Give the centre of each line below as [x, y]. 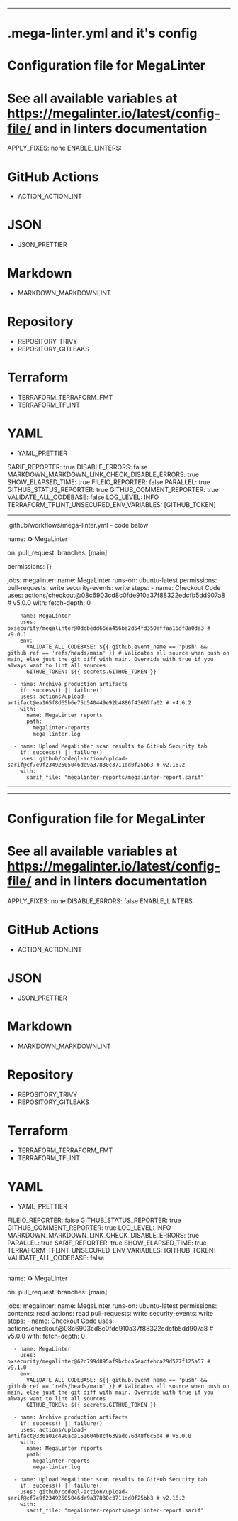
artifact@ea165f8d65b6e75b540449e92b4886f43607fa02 [85, 703]
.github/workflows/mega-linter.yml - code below [78, 525]
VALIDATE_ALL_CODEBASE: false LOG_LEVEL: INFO [83, 497]
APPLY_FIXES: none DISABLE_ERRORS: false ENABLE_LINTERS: [101, 901]
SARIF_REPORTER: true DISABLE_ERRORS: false [78, 467]
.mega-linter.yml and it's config [102, 33]
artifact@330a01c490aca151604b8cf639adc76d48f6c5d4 [85, 1436]
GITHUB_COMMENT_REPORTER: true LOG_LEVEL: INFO [89, 1227]
